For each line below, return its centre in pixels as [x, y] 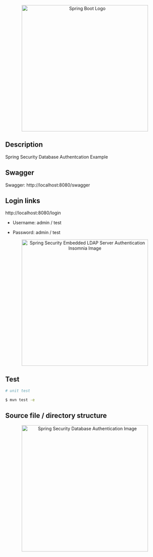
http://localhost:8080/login [33, 213]
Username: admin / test [37, 223]
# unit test [18, 391]
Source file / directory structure [56, 416]
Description [24, 145]
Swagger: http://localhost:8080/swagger [48, 185]
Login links [23, 201]
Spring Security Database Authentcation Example [57, 157]
